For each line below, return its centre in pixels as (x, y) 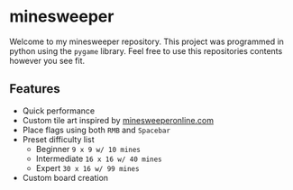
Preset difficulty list (58, 139)
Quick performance (59, 111)
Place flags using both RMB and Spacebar (96, 130)
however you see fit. (47, 60)
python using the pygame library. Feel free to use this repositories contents (146, 50)
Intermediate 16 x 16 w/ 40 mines (99, 158)
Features (35, 89)
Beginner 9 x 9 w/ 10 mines (88, 149)
